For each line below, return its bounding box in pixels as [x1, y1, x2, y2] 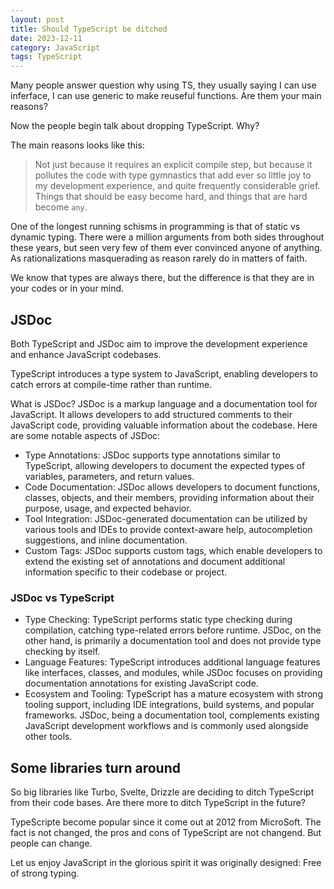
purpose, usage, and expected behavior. [24, 502, 192, 514]
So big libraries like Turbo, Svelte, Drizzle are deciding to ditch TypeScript [10, 786, 315, 798]
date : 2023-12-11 [10, 33, 83, 43]
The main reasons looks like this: [10, 139, 145, 151]
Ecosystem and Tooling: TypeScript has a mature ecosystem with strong [24, 688, 323, 700]
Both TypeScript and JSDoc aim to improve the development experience [10, 337, 308, 350]
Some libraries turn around [10, 759, 181, 776]
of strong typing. [10, 867, 80, 880]
